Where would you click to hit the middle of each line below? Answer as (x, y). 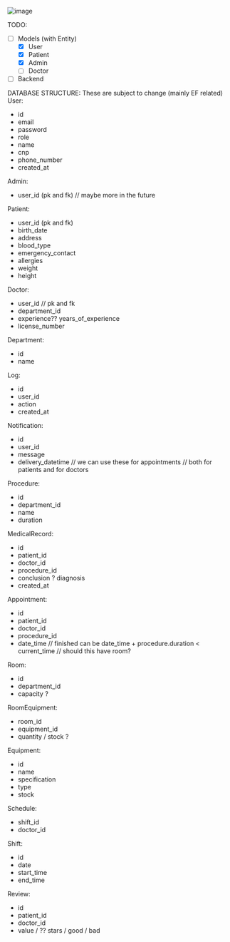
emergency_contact (47, 253)
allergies (30, 261)
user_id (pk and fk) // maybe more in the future (86, 195)
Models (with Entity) (47, 39)
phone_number (40, 160)
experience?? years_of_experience (68, 319)
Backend (31, 79)
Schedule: (22, 809)
